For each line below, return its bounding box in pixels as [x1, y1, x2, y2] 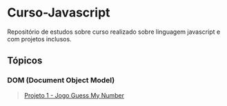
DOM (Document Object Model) [7, 76, 115, 85]
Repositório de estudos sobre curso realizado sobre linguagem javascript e [7, 28, 221, 36]
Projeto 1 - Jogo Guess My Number [23, 91, 125, 99]
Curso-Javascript [7, 5, 110, 21]
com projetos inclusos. [7, 34, 72, 43]
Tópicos [7, 55, 43, 67]
